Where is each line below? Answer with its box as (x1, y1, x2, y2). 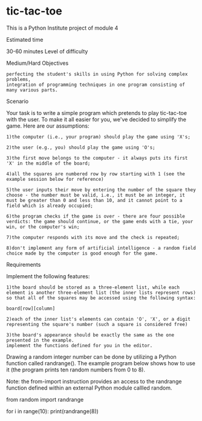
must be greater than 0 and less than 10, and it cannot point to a (6, 197, 183, 203)
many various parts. (6, 86, 59, 93)
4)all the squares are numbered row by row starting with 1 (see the (6, 171, 186, 177)
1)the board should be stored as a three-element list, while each (6, 284, 180, 290)
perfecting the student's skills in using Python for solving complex (6, 71, 188, 77)
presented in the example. (6, 337, 74, 343)
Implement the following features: (6, 272, 90, 279)
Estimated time (6, 36, 44, 43)
